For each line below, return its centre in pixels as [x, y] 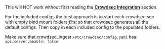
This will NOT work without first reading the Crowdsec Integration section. [81, 7]
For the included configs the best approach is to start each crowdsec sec [80, 17]
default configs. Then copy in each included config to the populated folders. [83, 27]
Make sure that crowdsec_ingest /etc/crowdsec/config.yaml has [71, 37]
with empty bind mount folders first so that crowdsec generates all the [77, 22]
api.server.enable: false [32, 42]
